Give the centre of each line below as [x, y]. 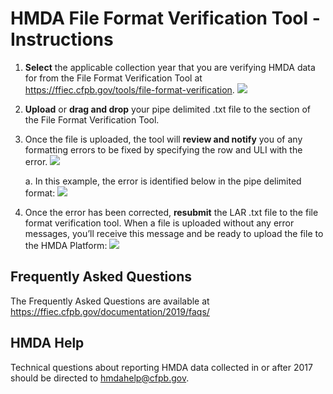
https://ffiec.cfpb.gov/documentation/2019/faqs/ [110, 311]
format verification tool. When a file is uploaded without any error [159, 223]
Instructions [62, 39]
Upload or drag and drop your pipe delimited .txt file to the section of [167, 109]
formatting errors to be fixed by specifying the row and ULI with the [163, 149]
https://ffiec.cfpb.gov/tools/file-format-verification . [129, 89]
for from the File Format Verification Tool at [113, 78]
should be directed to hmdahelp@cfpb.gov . [100, 378]
